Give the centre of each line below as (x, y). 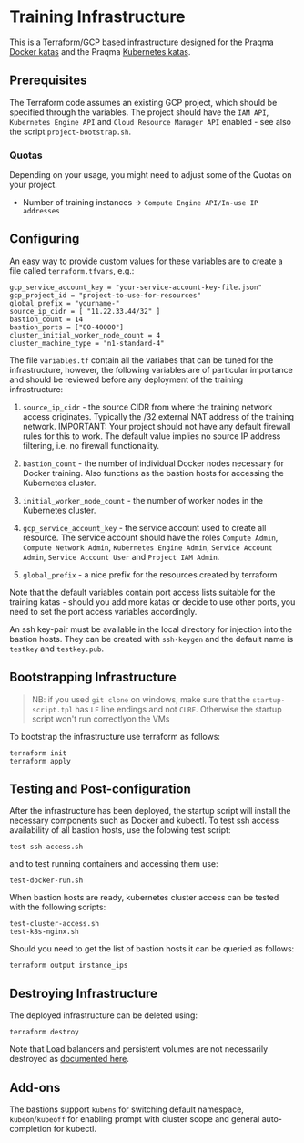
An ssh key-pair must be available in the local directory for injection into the (151, 629)
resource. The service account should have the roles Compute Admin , (150, 537)
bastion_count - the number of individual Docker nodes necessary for (153, 463)
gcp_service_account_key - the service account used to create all (144, 527)
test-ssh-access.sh (46, 847)
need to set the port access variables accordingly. (103, 611)
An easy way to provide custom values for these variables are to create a (147, 261)
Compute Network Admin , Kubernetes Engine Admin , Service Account (147, 547)
